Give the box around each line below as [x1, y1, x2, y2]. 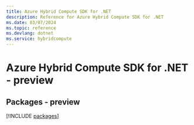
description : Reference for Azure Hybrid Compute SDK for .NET [6, 14, 164, 20]
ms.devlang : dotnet [6, 31, 54, 36]
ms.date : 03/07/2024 [6, 19, 57, 25]
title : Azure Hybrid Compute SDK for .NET [6, 8, 111, 15]
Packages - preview [6, 97, 80, 107]
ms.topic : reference [6, 25, 57, 31]
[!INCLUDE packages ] [6, 113, 59, 119]
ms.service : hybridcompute [6, 36, 72, 42]
